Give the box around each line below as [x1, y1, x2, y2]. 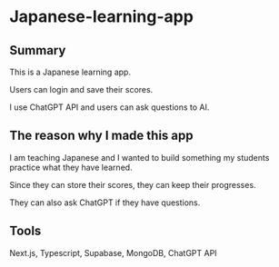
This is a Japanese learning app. [9, 66, 132, 77]
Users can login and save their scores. [9, 84, 154, 94]
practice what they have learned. [9, 162, 134, 173]
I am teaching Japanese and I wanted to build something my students [9, 152, 270, 163]
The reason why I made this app [9, 128, 194, 143]
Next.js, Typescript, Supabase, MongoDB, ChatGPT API [9, 247, 217, 258]
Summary [9, 43, 66, 58]
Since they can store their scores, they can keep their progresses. [9, 179, 256, 190]
